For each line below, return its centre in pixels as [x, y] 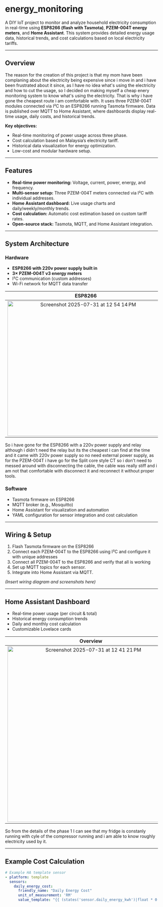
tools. [11, 476]
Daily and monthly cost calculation [46, 624]
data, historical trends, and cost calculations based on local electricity [75, 38]
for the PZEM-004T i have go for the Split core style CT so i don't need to [78, 461]
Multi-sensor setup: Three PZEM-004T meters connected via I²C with [83, 193]
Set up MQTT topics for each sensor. [49, 567]
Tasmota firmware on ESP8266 [43, 499]
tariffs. [12, 43]
